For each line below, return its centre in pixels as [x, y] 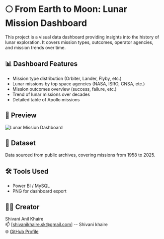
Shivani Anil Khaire [24, 219]
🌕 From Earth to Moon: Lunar [66, 9]
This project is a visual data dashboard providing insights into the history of [82, 37]
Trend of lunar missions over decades [51, 94]
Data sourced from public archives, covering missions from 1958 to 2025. [80, 155]
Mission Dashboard [46, 23]
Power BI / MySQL [31, 186]
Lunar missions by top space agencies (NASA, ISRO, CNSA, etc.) [79, 84]
